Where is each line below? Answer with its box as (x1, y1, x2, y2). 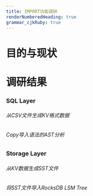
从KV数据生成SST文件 (6, 165, 59, 172)
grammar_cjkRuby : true (6, 19, 61, 25)
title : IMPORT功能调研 (6, 8, 58, 15)
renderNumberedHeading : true (6, 14, 77, 20)
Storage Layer (6, 150, 46, 158)
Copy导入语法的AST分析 (6, 131, 65, 138)
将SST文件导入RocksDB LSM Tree (6, 184, 88, 191)
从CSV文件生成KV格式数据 (6, 112, 70, 119)
